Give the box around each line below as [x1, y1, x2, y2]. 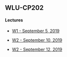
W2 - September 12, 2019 [11, 46, 62, 52]
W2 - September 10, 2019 [11, 37, 62, 43]
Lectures [5, 17, 23, 23]
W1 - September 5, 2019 [11, 28, 60, 34]
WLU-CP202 [5, 4, 44, 12]
